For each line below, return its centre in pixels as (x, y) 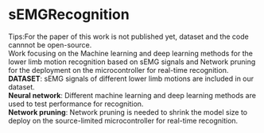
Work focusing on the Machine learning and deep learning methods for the (130, 53)
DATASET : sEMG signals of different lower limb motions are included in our (131, 78)
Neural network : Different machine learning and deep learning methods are (132, 95)
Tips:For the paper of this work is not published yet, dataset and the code (128, 36)
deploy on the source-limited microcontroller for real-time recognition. (123, 120)
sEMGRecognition (69, 15)
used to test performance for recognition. (76, 104)
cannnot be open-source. (50, 44)
